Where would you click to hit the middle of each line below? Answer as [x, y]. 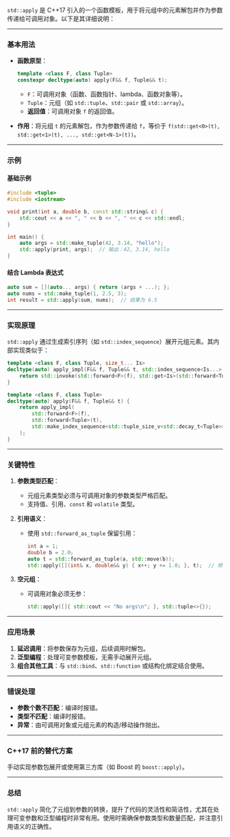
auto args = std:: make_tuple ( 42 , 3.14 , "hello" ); [92, 243]
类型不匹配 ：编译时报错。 [53, 716]
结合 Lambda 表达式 [35, 272]
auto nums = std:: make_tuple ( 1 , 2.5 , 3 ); [67, 294]
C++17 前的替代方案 [40, 751]
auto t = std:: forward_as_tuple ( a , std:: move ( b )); [101, 559]
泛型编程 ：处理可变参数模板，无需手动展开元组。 [86, 657]
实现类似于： [31, 350]
